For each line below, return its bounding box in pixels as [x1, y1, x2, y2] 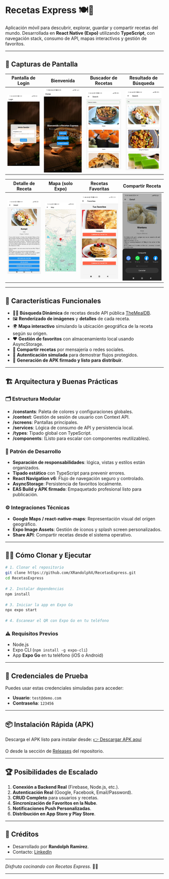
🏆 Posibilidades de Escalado [5, 768, 98, 777]
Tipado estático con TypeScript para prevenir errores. [12, 470, 126, 476]
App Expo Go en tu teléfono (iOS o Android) [12, 652, 104, 659]
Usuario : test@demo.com [12, 695, 61, 701]
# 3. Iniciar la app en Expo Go [5, 602, 73, 607]
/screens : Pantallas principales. [12, 419, 79, 425]
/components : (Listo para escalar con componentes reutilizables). [12, 435, 150, 441]
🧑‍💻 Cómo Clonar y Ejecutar [5, 551, 92, 559]
